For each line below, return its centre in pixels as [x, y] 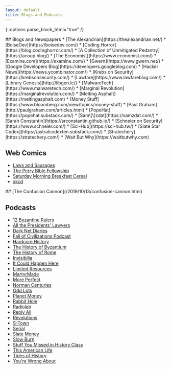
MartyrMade [26, 274]
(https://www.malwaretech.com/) [40, 88]
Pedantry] [149, 50]
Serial [19, 329]
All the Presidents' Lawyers [41, 225]
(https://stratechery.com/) [33, 137]
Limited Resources [32, 269]
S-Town [21, 323]
